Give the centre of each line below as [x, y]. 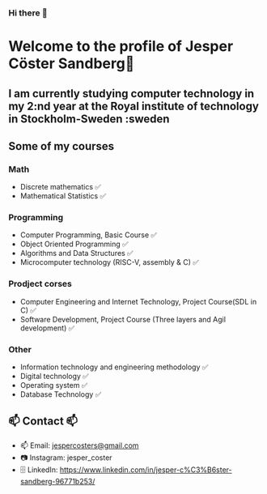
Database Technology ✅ [61, 394]
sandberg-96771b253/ [57, 481]
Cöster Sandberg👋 [72, 64]
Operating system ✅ [54, 385]
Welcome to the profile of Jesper [121, 47]
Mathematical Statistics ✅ [63, 196]
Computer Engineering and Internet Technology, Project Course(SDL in [138, 301]
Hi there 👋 [28, 13]
